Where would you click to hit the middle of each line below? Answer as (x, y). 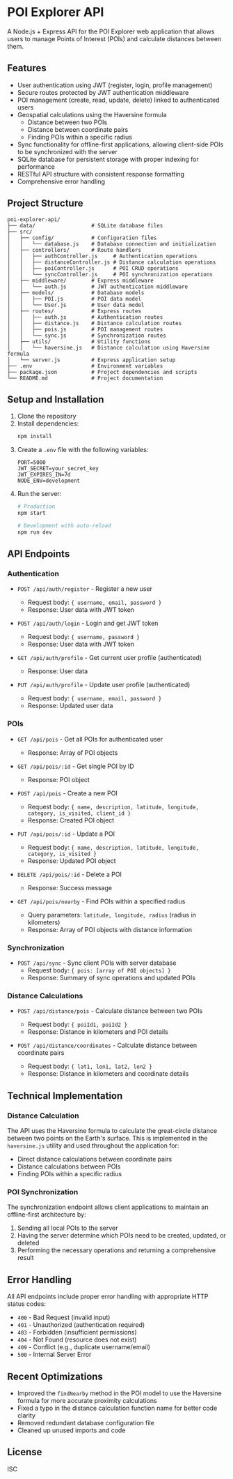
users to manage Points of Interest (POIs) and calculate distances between (114, 38)
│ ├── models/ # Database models (76, 293)
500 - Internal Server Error (54, 1355)
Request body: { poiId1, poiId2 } (77, 1024)
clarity (26, 1415)
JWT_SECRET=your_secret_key (58, 469)
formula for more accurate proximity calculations (87, 1400)
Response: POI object (59, 779)
